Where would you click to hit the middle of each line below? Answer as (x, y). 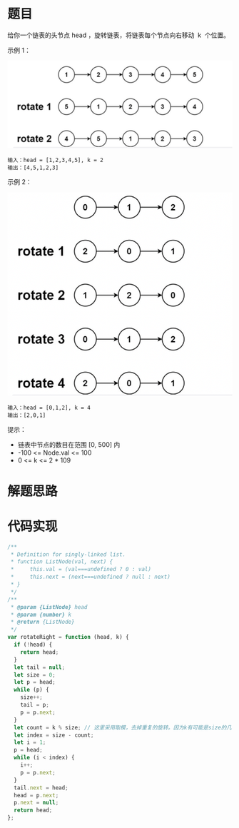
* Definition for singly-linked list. (68, 554)
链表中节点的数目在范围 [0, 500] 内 (69, 444)
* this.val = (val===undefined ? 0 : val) (81, 570)
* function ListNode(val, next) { (62, 562)
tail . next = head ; (41, 788)
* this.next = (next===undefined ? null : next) (91, 577)
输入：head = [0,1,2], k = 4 (49, 408)
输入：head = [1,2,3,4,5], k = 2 (55, 160)
